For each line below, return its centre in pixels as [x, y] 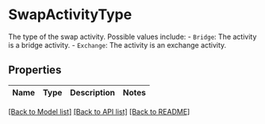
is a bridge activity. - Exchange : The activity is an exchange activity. [117, 45]
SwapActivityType [70, 15]
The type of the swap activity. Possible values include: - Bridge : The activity [132, 37]
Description [92, 92]
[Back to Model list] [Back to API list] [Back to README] [99, 111]
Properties [35, 70]
